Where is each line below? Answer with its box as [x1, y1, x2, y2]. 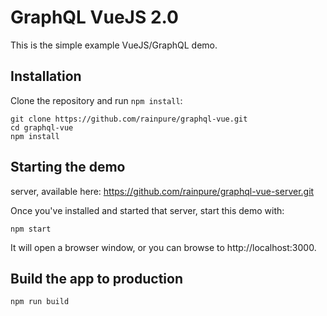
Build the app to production [10, 270, 183, 287]
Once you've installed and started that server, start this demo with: [10, 204, 285, 216]
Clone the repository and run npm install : [10, 94, 183, 106]
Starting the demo [10, 159, 126, 176]
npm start [10, 224, 52, 234]
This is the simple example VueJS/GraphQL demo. [10, 39, 218, 51]
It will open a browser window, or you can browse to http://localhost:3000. [10, 241, 317, 253]
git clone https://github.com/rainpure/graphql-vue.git [10, 114, 248, 124]
